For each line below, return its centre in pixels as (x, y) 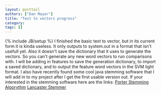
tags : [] (14, 27)
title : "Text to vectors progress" (41, 18)
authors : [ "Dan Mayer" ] (29, 14)
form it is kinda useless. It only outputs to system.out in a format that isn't (78, 46)
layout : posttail (23, 9)
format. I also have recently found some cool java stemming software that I (80, 72)
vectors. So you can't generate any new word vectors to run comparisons (79, 56)
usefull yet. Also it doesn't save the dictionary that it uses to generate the (78, 52)
